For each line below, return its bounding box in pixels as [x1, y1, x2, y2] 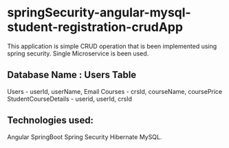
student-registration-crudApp [7, 19, 184, 35]
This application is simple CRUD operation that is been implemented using [7, 42, 217, 50]
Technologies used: [7, 114, 94, 126]
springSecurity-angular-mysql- [7, 5, 191, 21]
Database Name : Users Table [7, 69, 137, 81]
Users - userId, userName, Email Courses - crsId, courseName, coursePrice [7, 87, 223, 95]
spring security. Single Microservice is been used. [7, 49, 149, 58]
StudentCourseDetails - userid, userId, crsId [7, 95, 133, 103]
